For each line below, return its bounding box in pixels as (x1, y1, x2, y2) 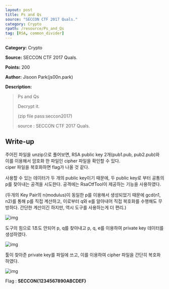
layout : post (5, 7, 33, 13)
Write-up (5, 137, 34, 146)
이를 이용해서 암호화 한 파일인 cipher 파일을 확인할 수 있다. (5, 157, 121, 164)
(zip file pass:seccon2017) (17, 113, 73, 119)
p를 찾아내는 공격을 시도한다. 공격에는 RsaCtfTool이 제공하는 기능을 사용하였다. (5, 181, 161, 187)
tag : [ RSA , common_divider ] (5, 31, 65, 36)
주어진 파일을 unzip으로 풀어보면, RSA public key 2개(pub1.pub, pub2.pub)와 (5, 151, 160, 157)
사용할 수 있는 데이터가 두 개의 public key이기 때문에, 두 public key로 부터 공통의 (5, 175, 164, 181)
